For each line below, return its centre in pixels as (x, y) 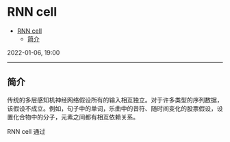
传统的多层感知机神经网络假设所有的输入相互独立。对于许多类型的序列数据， (115, 100)
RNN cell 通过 (26, 131)
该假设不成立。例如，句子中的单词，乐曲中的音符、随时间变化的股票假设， (112, 108)
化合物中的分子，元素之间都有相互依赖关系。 (76, 117)
